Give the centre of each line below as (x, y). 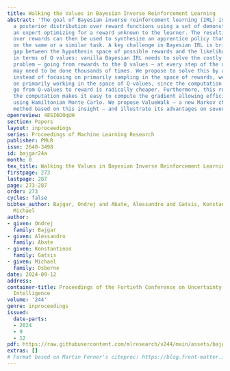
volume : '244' (27, 300)
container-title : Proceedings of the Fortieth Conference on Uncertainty (115, 287)
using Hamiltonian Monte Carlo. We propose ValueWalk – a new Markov (114, 103)
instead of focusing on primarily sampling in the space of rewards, (114, 77)
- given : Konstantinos (39, 249)
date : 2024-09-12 (32, 274)
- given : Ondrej (30, 223)
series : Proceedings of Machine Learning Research (81, 134)
